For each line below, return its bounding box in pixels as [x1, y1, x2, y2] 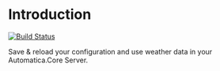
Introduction [8, 6, 92, 24]
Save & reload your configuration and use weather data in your [8, 47, 213, 56]
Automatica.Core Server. [8, 55, 89, 65]
